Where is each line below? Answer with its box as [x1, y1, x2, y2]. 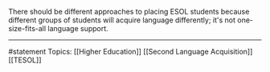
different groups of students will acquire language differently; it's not [8, 15, 235, 25]
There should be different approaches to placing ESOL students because [8, 7, 250, 16]
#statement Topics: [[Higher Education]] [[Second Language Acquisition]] [8, 47, 253, 56]
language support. [47, 24, 108, 33]
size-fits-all [8, 24, 47, 33]
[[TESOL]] [8, 55, 42, 65]
